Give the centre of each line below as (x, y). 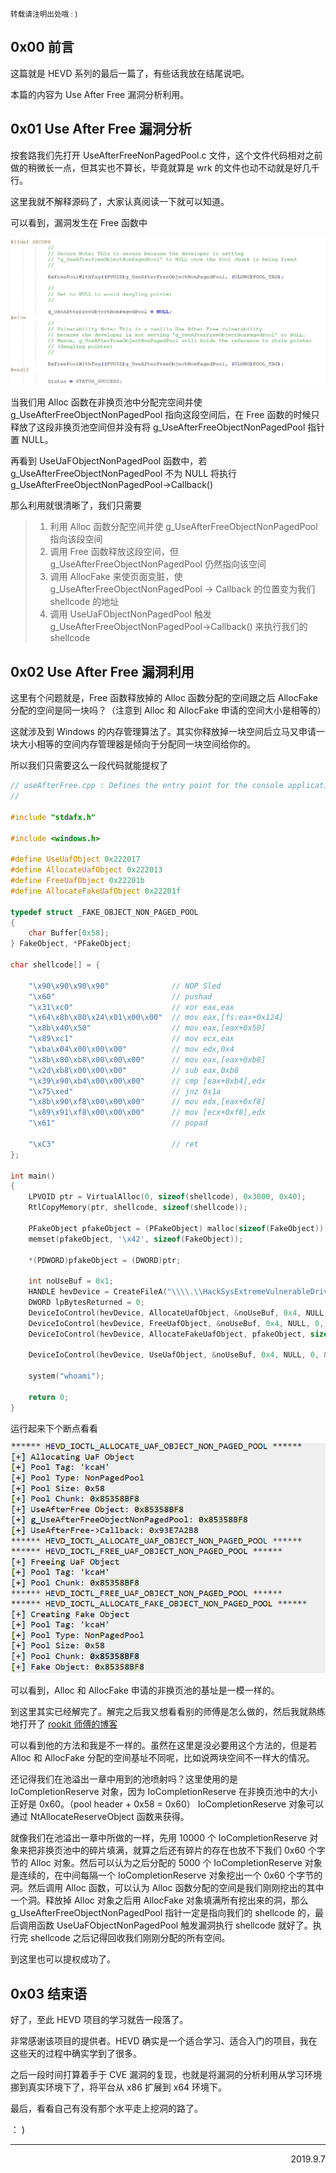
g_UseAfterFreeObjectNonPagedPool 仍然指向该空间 (158, 564)
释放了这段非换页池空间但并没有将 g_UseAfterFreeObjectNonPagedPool (158, 427)
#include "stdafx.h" (53, 817)
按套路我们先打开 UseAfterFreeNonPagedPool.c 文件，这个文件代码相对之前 (166, 155)
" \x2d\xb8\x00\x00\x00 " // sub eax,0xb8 (134, 1070)
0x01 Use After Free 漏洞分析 (101, 129)
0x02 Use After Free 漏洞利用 (102, 671)
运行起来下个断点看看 (54, 1428)
